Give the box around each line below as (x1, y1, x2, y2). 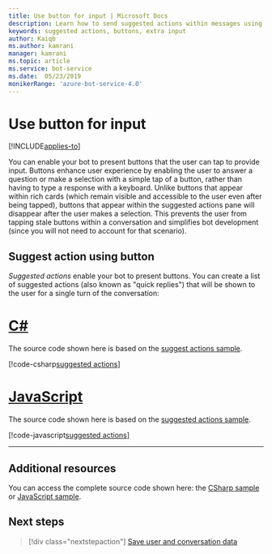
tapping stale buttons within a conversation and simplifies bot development (8, 217, 259, 227)
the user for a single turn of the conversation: (8, 289, 159, 298)
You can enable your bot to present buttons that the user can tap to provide (8, 157, 261, 167)
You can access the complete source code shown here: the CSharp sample (8, 483, 260, 492)
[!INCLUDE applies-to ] (8, 141, 81, 151)
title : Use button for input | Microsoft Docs (8, 11, 168, 20)
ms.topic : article (8, 58, 70, 66)
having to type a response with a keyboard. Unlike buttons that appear (8, 183, 243, 193)
